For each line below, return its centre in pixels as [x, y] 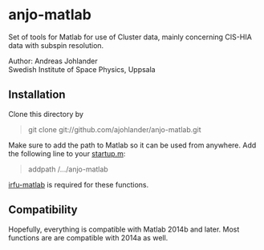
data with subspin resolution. [56, 45]
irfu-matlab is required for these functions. [79, 184]
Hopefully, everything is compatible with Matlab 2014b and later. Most [124, 229]
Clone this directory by [46, 114]
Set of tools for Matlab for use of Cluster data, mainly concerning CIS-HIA [130, 37]
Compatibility [43, 210]
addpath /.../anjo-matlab [68, 169]
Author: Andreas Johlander [53, 61]
